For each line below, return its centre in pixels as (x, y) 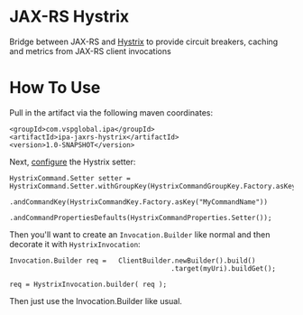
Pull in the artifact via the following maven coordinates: (111, 112)
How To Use (55, 88)
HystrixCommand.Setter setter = (70, 178)
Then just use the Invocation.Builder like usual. (96, 301)
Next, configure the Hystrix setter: (73, 162)
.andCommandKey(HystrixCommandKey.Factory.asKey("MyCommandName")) (139, 202)
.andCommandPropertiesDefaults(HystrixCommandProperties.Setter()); (141, 218)
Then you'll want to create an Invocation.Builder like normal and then (140, 234)
